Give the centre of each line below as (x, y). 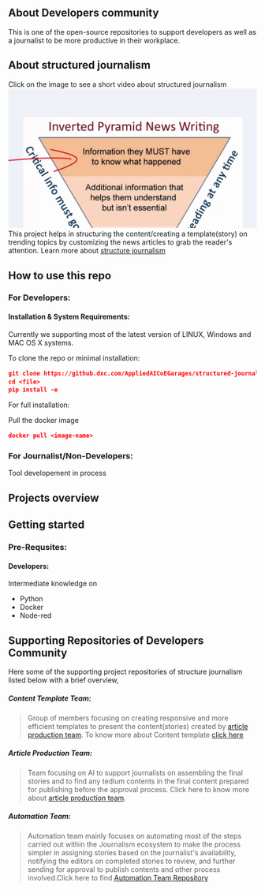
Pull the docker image (43, 421)
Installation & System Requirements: (69, 317)
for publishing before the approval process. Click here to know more (138, 790)
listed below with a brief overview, (64, 680)
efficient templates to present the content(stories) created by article (138, 727)
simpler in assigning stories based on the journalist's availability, (132, 853)
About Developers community (84, 13)
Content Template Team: (50, 698)
